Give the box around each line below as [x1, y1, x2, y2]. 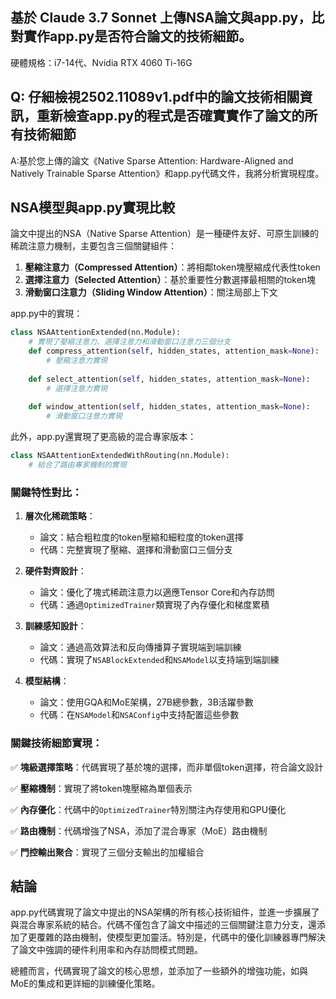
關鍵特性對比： [10, 485, 83, 499]
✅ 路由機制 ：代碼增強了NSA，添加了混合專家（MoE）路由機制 [10, 824, 268, 837]
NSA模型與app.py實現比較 [10, 199, 176, 217]
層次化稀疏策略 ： [24, 510, 96, 522]
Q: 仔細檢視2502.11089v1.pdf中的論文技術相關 [10, 89, 300, 106]
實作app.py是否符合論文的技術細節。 [23, 28, 253, 45]
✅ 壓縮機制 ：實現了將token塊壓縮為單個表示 [10, 782, 193, 794]
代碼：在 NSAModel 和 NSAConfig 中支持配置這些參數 [39, 709, 240, 721]
